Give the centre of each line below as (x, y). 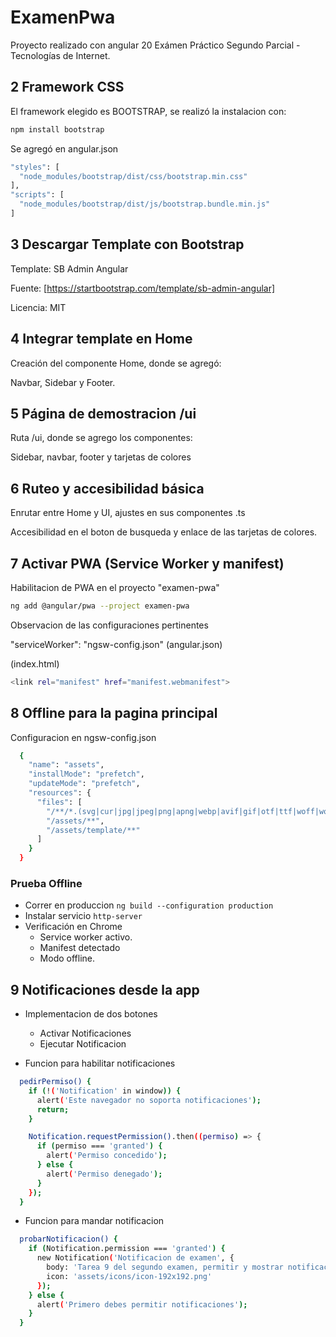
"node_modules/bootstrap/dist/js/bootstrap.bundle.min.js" (145, 204)
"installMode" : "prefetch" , (86, 774)
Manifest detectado (80, 948)
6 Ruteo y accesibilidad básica (107, 488)
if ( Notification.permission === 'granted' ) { (127, 1249)
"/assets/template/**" (93, 830)
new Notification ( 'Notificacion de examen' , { (135, 1258)
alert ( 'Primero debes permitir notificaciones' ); (142, 1304)
